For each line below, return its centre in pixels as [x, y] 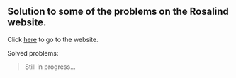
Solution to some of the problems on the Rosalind [118, 12]
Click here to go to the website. [53, 39]
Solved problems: [33, 53]
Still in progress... [50, 67]
